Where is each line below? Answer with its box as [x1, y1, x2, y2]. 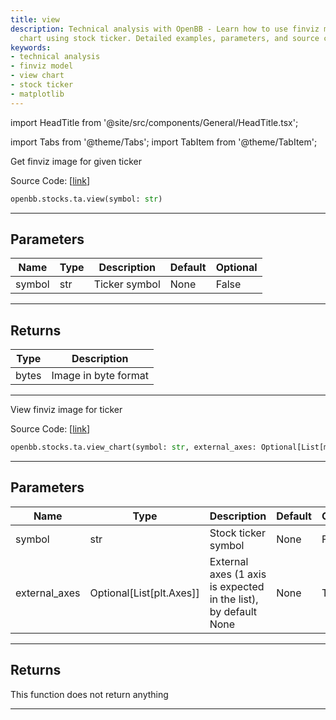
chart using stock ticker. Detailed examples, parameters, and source [19, 33, 320, 43]
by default [209, 604, 258, 618]
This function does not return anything [10, 688, 169, 700]
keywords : [10, 42, 52, 53]
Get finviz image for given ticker [10, 155, 142, 167]
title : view [10, 14, 60, 25]
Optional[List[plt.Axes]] [89, 586, 200, 600]
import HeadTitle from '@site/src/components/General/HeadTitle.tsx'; [10, 116, 299, 128]
